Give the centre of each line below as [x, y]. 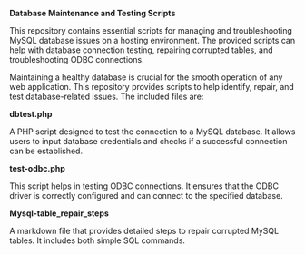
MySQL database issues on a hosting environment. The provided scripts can [152, 40]
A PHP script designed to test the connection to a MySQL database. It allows [152, 132]
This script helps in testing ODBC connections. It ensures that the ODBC [144, 186]
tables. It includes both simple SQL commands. [98, 240]
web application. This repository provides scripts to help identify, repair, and [152, 87]
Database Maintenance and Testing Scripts [93, 13]
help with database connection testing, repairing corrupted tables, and [142, 50]
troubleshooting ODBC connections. [77, 59]
